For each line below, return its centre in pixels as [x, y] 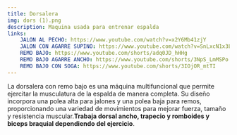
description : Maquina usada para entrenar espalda [83, 27]
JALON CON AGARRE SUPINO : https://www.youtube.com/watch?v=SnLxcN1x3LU [127, 46]
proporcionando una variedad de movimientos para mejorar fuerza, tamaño [117, 108]
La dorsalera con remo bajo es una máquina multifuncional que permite [111, 86]
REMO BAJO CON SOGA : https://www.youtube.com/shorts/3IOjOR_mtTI [118, 66]
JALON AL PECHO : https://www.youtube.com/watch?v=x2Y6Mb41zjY [113, 40]
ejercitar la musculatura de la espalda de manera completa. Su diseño [109, 94]
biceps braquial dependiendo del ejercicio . [71, 123]
